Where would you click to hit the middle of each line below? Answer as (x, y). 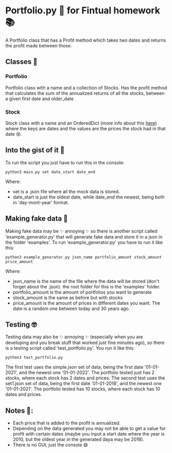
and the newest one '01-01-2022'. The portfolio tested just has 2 (87, 373)
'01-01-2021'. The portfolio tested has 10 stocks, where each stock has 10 (83, 389)
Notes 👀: (19, 411)
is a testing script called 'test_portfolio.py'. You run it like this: (70, 348)
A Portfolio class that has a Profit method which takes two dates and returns (86, 40)
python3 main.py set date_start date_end (50, 172)
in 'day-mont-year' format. (41, 202)
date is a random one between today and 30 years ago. (71, 309)
